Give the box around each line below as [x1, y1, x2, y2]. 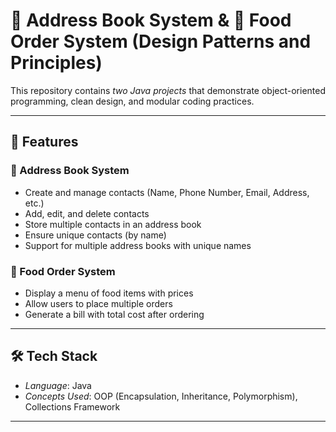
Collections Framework [24, 400, 121, 413]
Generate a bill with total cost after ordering [24, 308, 205, 320]
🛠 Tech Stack [10, 348, 98, 365]
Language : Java [24, 379, 92, 391]
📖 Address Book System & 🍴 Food [10, 9, 292, 32]
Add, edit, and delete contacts [24, 207, 150, 219]
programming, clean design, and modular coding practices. [10, 95, 255, 107]
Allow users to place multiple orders [24, 297, 173, 309]
